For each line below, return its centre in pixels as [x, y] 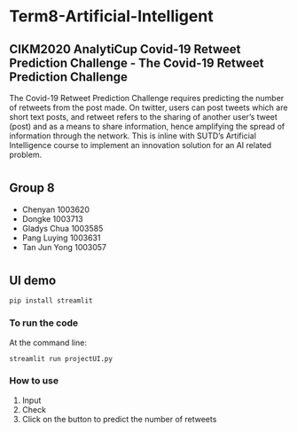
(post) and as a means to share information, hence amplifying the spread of [147, 126]
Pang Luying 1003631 [61, 238]
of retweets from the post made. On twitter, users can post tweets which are [148, 107]
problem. [26, 154]
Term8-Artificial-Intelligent [112, 16]
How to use [34, 381]
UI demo [33, 280]
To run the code [44, 323]
